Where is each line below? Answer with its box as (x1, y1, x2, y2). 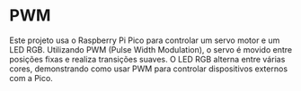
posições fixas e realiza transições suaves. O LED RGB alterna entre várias (9, 54, 286, 64)
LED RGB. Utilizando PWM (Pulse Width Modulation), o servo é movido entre (9, 44, 293, 54)
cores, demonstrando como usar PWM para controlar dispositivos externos (9, 63, 288, 74)
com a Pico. (9, 72, 54, 83)
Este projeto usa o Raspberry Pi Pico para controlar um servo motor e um (9, 35, 280, 45)
